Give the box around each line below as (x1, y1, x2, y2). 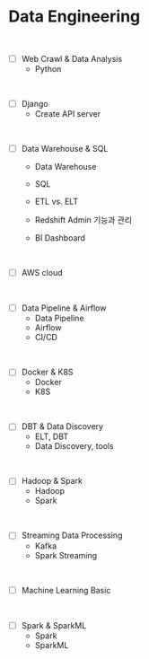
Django (21, 99, 48, 109)
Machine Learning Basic (21, 584, 111, 595)
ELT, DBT (34, 431, 69, 442)
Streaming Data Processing (21, 530, 123, 540)
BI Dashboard (34, 233, 86, 243)
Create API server (34, 109, 101, 119)
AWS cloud (21, 268, 63, 278)
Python (34, 64, 62, 74)
